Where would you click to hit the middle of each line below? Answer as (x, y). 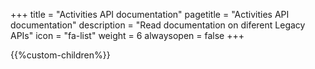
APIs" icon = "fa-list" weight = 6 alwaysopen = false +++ (127, 35)
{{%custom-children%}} (60, 55)
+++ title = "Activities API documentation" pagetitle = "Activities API (150, 14)
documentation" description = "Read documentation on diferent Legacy (158, 25)
